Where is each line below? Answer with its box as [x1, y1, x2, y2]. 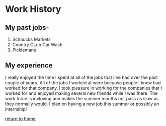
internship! [5, 106, 27, 112]
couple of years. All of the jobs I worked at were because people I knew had [5, 79, 161, 85]
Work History [5, 3, 61, 15]
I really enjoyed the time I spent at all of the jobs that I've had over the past [5, 74, 158, 80]
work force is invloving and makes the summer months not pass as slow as [5, 95, 159, 101]
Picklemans [12, 47, 36, 53]
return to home [5, 116, 36, 122]
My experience [5, 61, 53, 70]
